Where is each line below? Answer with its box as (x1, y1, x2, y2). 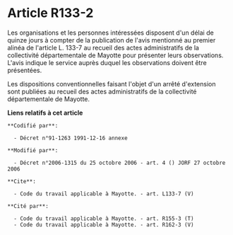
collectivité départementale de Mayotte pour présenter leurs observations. (7, 51, 224, 59)
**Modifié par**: (7, 147, 59, 154)
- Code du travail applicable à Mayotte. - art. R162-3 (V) (13, 221, 194, 228)
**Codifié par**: (7, 122, 59, 129)
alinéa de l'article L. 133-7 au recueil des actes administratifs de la (7, 43, 200, 52)
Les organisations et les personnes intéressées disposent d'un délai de (7, 28, 214, 37)
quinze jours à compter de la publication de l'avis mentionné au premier (7, 35, 216, 44)
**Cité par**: (7, 202, 49, 210)
